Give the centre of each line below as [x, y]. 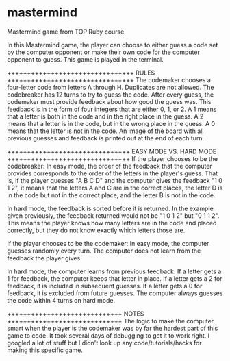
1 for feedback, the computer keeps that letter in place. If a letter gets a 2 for [115, 278]
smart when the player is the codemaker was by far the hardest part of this [113, 328]
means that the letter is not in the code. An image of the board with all [105, 131]
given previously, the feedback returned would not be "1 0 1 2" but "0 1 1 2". [113, 215]
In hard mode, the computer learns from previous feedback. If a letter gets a [114, 271]
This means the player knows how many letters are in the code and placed [112, 223]
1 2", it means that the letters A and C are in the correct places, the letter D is [115, 188]
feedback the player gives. [44, 258]
